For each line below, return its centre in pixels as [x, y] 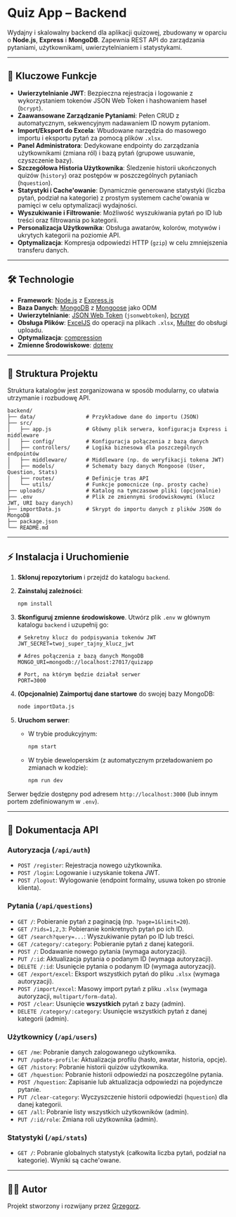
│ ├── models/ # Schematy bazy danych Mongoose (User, [106, 466]
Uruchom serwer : [44, 720]
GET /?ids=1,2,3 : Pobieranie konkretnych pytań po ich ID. [100, 929]
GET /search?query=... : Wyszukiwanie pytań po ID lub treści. [106, 936]
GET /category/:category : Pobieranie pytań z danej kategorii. [106, 943]
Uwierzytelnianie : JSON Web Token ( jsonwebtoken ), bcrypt [103, 315]
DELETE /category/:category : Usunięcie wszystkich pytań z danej [112, 1011]
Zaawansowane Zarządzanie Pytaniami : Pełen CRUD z [98, 115]
